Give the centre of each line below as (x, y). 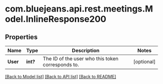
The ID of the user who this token (81, 59)
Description (86, 50)
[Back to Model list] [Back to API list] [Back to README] (61, 77)
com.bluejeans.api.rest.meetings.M (79, 9)
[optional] (144, 62)
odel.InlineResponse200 (56, 19)
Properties (21, 37)
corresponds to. (61, 65)
